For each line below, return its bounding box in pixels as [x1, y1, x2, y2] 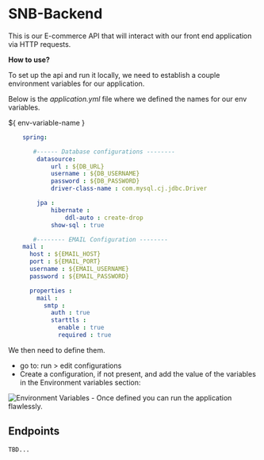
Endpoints [8, 424, 60, 438]
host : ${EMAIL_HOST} [29, 250, 101, 258]
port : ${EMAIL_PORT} [29, 257, 101, 266]
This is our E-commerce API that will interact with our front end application [8, 31, 252, 41]
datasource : [36, 155, 77, 163]
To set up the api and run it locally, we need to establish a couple [8, 70, 220, 79]
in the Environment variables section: [19, 377, 141, 387]
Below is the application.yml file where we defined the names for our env [8, 94, 247, 103]
